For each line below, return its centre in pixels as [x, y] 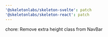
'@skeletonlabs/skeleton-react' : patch [47, 15]
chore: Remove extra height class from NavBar [54, 29]
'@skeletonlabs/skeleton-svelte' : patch [49, 10]
